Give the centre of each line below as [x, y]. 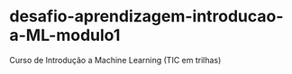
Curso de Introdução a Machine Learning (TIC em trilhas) [115, 60]
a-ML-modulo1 [65, 35]
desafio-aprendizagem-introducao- [146, 16]
